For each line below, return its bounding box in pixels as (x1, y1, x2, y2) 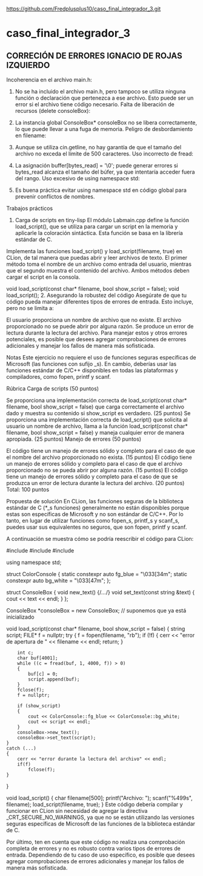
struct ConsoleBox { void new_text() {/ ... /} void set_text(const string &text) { (6, 589, 195, 596)
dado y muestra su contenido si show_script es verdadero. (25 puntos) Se (6, 410, 191, 416)
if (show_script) (17, 703, 61, 709)
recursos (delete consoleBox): (15, 107, 91, 114)
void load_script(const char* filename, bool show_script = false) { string (6, 625, 185, 632)
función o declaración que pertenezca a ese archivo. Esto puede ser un (15, 94, 194, 101)
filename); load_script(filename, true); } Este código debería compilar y (6, 801, 183, 808)
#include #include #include (6, 547, 75, 554)
